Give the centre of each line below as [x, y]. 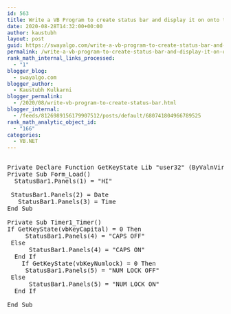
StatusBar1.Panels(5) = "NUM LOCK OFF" [92, 271]
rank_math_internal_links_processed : [61, 58]
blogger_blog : [27, 71]
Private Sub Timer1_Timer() [54, 223]
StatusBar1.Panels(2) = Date [60, 195]
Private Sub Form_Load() [49, 175]
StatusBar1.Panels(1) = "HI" [63, 181]
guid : [15, 45]
